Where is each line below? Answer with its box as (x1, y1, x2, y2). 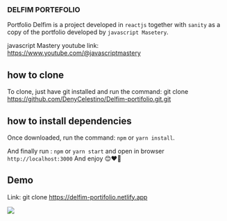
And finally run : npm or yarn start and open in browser (7, 147, 165, 155)
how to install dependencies (7, 115, 132, 126)
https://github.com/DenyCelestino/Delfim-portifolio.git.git (7, 95, 171, 104)
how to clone (7, 69, 65, 81)
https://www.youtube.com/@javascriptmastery (7, 49, 141, 57)
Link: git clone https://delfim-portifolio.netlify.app (7, 193, 148, 201)
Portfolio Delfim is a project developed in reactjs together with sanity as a (7, 21, 221, 29)
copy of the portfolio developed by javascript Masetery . (7, 28, 169, 36)
